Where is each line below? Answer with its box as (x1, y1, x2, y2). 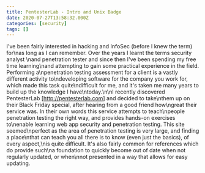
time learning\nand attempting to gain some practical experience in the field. (6, 62, 199, 70)
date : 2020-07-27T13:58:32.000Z (6, 15, 89, 21)
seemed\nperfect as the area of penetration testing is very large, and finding (6, 127, 199, 134)
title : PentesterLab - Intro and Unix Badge (6, 9, 122, 15)
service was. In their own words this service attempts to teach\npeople (6, 108, 185, 115)
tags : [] (6, 26, 29, 32)
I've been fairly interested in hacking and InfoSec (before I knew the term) (6, 43, 193, 50)
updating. (6, 160, 31, 167)
